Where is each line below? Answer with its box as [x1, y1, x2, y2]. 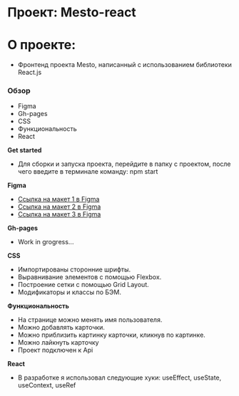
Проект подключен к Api [17, 346, 93, 355]
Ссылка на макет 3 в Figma [17, 210, 101, 219]
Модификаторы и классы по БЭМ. [17, 288, 122, 296]
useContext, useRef [17, 381, 76, 390]
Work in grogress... [17, 238, 74, 246]
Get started [7, 146, 42, 155]
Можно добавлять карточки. [17, 323, 106, 332]
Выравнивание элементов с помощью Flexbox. [17, 273, 162, 281]
